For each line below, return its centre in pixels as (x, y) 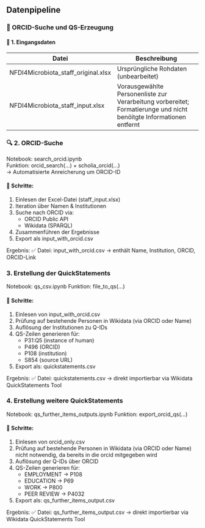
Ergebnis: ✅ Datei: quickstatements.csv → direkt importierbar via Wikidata (100, 378)
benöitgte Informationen (151, 117)
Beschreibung (156, 58)
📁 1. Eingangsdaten (31, 42)
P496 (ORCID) (42, 347)
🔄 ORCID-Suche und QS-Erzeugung (60, 28)
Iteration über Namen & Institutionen (61, 206)
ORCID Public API (46, 219)
